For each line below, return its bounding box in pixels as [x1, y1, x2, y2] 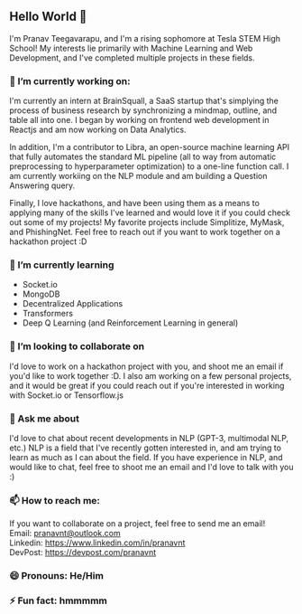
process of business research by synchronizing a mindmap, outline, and [9, 105, 278, 116]
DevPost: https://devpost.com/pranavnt [9, 547, 157, 558]
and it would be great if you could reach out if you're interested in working [9, 380, 285, 391]
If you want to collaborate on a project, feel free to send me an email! [9, 518, 266, 529]
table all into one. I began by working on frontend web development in [9, 115, 270, 126]
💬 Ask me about [9, 412, 79, 425]
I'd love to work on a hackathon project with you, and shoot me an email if [9, 361, 284, 372]
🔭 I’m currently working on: [9, 74, 131, 87]
